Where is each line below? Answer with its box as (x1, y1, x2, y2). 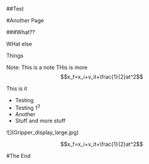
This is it (6, 85, 27, 92)
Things (6, 52, 24, 59)
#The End (6, 152, 31, 159)
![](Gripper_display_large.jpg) (6, 128, 79, 136)
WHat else (6, 41, 32, 47)
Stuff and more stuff (15, 117, 65, 124)
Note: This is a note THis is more (6, 64, 88, 71)
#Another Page (6, 17, 44, 24)
